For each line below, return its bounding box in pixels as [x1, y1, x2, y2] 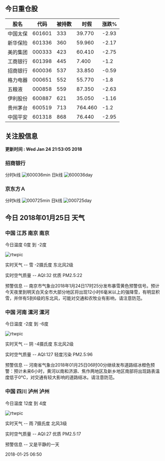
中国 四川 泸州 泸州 [5, 388, 50, 395]
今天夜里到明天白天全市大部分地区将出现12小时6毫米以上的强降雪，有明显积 [5, 289, 160, 295]
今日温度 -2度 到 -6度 [5, 321, 49, 327]
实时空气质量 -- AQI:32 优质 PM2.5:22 [5, 272, 83, 278]
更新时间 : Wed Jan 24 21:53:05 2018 [5, 146, 83, 152]
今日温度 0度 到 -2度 [5, 241, 47, 247]
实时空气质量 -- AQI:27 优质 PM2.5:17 [5, 431, 81, 437]
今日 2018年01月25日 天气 [5, 213, 85, 222]
